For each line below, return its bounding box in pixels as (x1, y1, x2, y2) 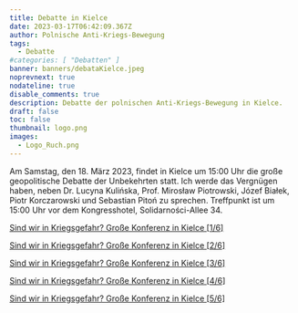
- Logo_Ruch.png (17, 141, 79, 150)
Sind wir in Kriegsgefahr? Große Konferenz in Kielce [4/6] (9, 275, 226, 286)
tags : (9, 38, 30, 48)
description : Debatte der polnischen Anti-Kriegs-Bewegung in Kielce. (9, 98, 283, 108)
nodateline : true (9, 81, 76, 90)
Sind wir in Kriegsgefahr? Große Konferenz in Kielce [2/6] (9, 239, 226, 251)
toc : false (9, 115, 51, 124)
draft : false (9, 107, 59, 116)
